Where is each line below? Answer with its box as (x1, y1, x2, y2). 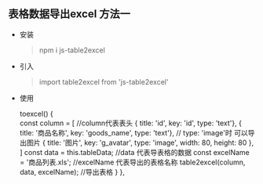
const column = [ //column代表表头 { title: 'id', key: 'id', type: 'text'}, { (19, 118, 242, 128)
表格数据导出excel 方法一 (8, 7, 131, 21)
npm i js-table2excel (38, 45, 106, 55)
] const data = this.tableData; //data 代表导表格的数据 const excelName (19, 147, 250, 157)
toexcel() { (19, 109, 53, 118)
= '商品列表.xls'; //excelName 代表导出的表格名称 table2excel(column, (19, 157, 246, 167)
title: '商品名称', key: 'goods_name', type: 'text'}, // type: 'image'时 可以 (19, 128, 249, 137)
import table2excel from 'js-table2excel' (38, 77, 169, 86)
